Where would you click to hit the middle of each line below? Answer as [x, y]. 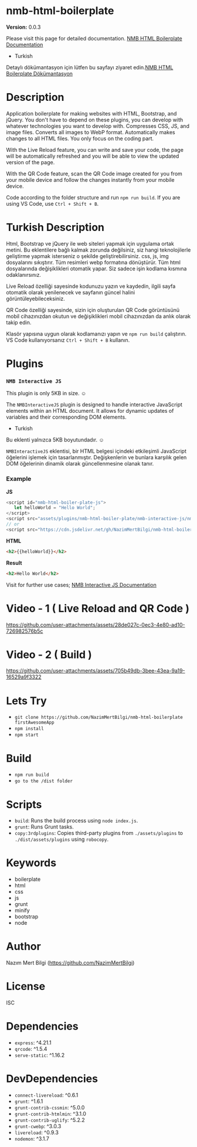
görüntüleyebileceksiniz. [36, 298]
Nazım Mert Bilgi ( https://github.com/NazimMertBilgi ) [70, 963]
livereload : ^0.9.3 [37, 1132]
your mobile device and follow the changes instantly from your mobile [90, 179]
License [26, 987]
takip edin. [19, 322]
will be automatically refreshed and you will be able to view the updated [93, 156]
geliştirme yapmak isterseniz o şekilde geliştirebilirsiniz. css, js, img [87, 256]
